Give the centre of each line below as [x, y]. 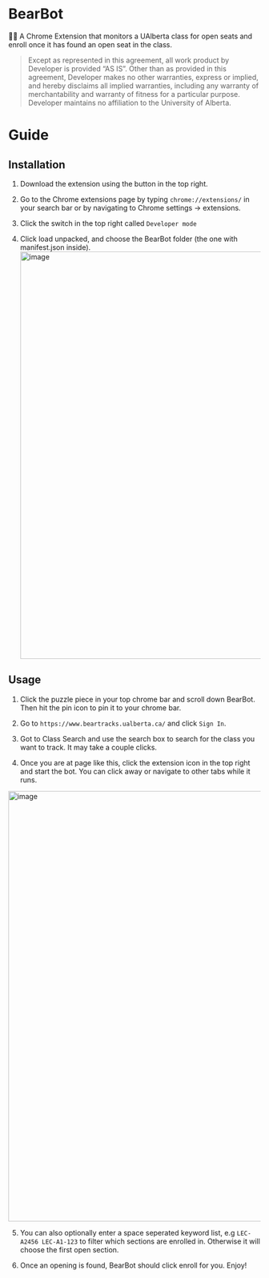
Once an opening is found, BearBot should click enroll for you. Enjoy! [133, 1265]
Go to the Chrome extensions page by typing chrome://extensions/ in [134, 199]
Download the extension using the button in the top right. [114, 183]
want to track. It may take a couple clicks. [88, 747]
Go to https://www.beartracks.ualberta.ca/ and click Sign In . [123, 723]
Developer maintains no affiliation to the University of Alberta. [130, 102]
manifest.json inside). [55, 247]
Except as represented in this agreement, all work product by [128, 60]
